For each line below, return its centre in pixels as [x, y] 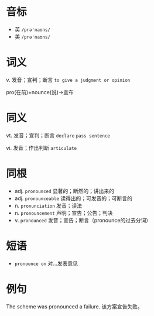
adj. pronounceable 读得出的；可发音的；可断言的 [73, 198]
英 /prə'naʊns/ [32, 29]
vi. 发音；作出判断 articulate [42, 147]
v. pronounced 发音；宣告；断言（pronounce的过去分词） [83, 220]
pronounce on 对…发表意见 [46, 263]
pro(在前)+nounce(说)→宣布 [40, 92]
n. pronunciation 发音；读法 [48, 205]
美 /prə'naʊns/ [32, 36]
